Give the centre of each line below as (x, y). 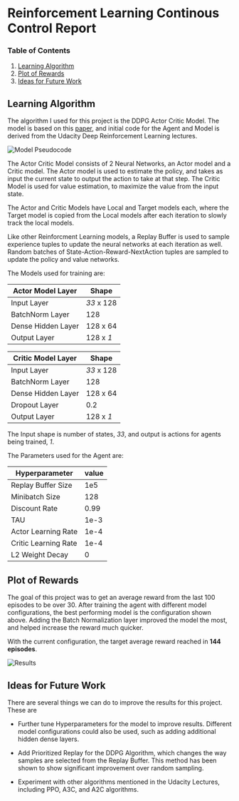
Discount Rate (34, 509)
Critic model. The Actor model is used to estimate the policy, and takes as (115, 171)
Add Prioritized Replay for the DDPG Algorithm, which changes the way (122, 752)
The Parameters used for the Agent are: (65, 456)
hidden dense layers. (48, 739)
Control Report (52, 28)
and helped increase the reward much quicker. (75, 628)
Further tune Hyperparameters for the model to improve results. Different (125, 724)
